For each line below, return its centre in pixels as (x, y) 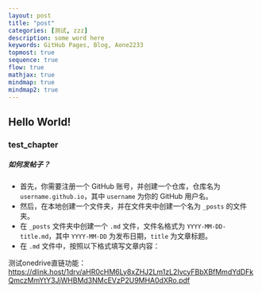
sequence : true (33, 61)
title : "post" (32, 23)
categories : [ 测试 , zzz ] (48, 30)
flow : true (26, 68)
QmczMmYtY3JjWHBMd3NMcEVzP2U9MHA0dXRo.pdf (99, 280)
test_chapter (33, 144)
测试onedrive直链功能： (47, 263)
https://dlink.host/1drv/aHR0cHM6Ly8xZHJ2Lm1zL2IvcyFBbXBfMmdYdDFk (131, 272)
